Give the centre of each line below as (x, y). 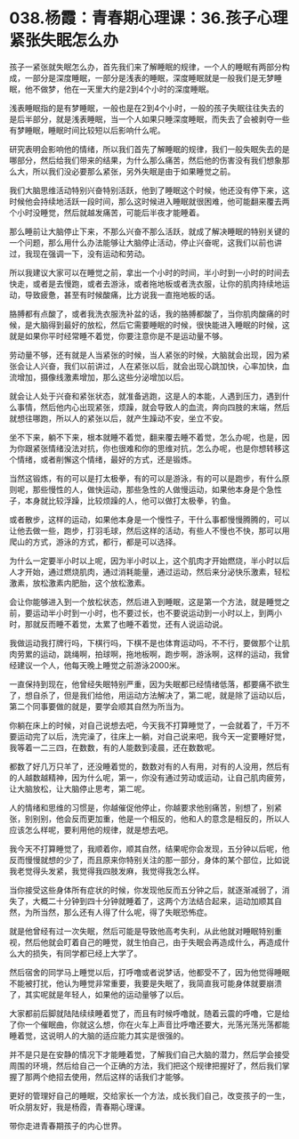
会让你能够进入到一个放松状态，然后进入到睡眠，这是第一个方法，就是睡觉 (145, 602)
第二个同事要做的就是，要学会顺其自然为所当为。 (99, 706)
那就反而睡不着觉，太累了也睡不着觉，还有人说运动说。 (126, 624)
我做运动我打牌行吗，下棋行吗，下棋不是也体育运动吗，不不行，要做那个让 (145, 642)
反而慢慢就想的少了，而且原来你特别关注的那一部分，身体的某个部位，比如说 (149, 860)
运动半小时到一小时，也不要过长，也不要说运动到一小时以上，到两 (153, 613)
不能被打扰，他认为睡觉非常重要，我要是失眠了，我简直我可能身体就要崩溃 (145, 983)
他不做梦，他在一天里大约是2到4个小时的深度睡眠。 (119, 89)
